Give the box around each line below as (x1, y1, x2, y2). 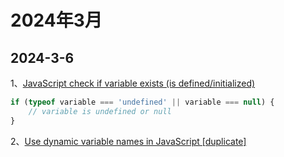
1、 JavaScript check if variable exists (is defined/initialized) (10, 77, 256, 89)
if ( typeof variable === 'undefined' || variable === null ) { (10, 97, 275, 107)
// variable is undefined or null (28, 106, 172, 116)
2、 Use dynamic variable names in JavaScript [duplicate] (10, 135, 247, 147)
